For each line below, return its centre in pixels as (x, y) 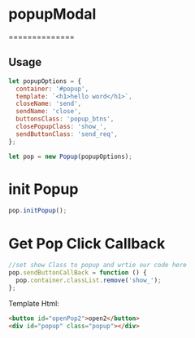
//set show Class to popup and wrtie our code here (97, 266)
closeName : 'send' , (49, 104)
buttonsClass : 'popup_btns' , (65, 119)
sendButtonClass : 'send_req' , (67, 134)
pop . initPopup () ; (38, 211)
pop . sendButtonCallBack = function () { (78, 273)
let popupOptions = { (45, 81)
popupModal (52, 14)
